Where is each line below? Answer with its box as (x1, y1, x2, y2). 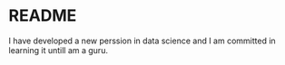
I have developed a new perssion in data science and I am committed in (8, 35, 276, 46)
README (8, 5, 77, 26)
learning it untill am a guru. (8, 44, 108, 55)
